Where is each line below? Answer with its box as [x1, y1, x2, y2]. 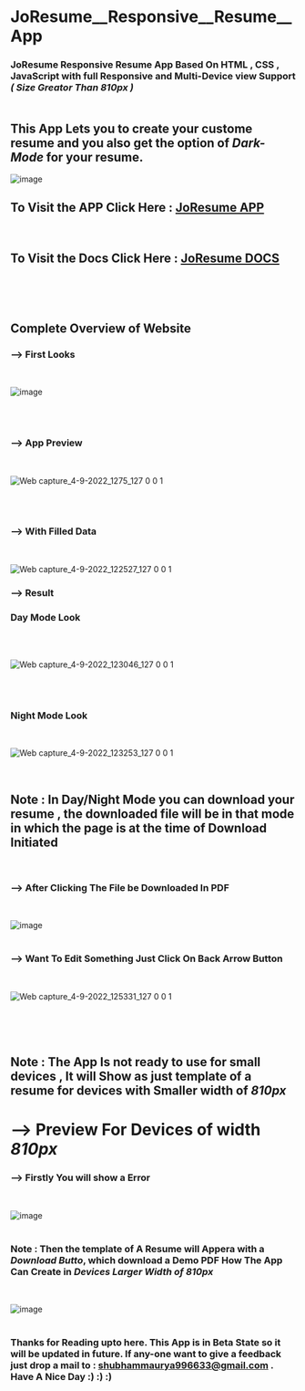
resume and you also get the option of [10, 135, 230, 151]
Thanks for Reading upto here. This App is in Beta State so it [10, 1335, 281, 1348]
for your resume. [46, 149, 144, 165]
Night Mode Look [10, 709, 88, 722]
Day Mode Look [10, 611, 81, 623]
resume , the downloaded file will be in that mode [10, 806, 295, 821]
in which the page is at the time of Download [10, 820, 268, 836]
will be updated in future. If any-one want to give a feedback [10, 1347, 281, 1360]
